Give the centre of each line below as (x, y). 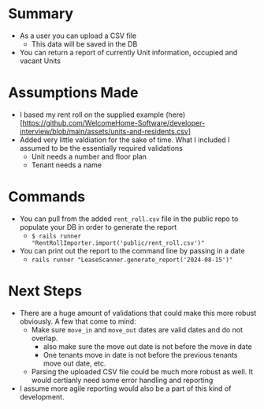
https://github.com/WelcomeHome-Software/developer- (114, 122)
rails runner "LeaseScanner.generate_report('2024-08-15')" (132, 260)
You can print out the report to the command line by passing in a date (132, 250)
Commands (47, 197)
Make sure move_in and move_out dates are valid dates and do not (137, 329)
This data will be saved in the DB (84, 43)
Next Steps (45, 291)
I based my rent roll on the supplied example (91, 114)
